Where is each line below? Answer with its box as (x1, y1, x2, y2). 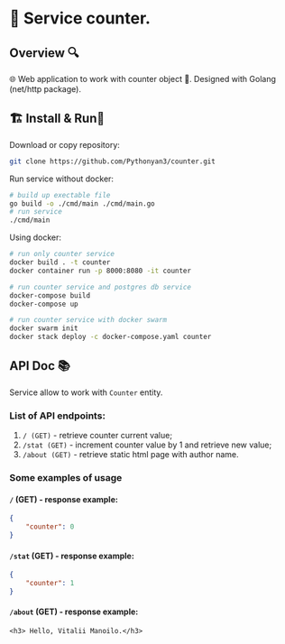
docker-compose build (9, 290, 91, 300)
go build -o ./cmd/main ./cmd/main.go (9, 198, 155, 208)
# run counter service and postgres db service (9, 282, 192, 291)
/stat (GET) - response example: (9, 550, 135, 561)
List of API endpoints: (9, 409, 106, 422)
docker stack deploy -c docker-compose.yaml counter (9, 333, 212, 342)
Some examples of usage (9, 472, 123, 484)
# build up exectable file (9, 190, 111, 199)
